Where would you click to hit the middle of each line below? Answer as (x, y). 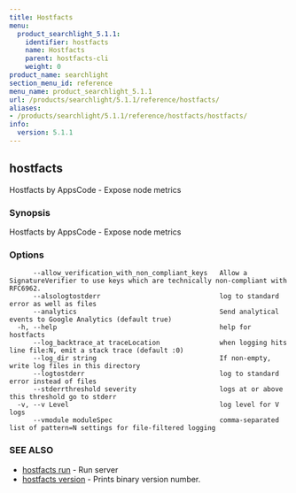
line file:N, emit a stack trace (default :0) (97, 350)
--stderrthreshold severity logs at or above (158, 389)
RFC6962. (25, 289)
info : (19, 125)
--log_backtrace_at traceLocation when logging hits (160, 343)
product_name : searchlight (59, 75)
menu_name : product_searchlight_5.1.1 (81, 91)
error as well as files (53, 304)
